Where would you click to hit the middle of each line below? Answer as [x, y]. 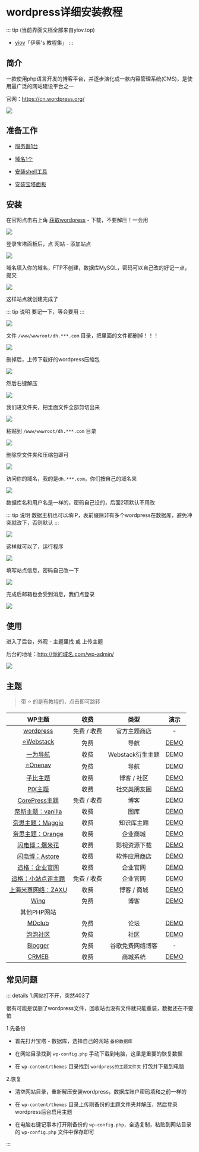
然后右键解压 [22, 383]
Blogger [38, 945]
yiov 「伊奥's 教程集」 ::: [44, 42]
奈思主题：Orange [38, 834]
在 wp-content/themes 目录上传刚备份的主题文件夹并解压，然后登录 [96, 1104]
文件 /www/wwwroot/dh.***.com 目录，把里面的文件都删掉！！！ [83, 336]
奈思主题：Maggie [38, 823]
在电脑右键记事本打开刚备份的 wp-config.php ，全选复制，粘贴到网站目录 [103, 1124]
